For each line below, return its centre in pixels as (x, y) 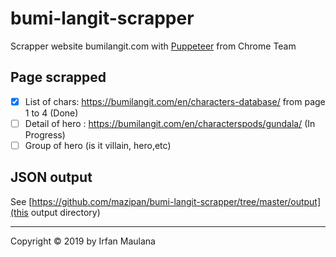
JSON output (51, 177)
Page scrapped (58, 77)
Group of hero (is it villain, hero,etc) (98, 145)
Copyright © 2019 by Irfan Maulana (83, 241)
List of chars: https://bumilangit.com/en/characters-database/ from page (175, 101)
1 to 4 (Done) (51, 113)
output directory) (65, 212)
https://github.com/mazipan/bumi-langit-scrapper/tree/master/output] (176, 201)
